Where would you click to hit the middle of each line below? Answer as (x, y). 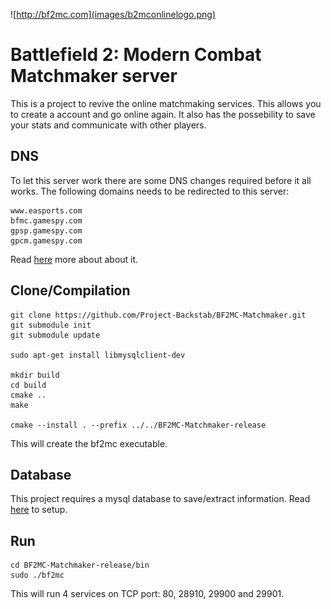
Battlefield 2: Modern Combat (136, 55)
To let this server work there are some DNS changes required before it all (161, 180)
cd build (28, 385)
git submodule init (51, 325)
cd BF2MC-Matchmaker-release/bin (80, 565)
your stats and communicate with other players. (108, 125)
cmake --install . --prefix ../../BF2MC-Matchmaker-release (138, 425)
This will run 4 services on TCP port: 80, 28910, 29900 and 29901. (147, 594)
